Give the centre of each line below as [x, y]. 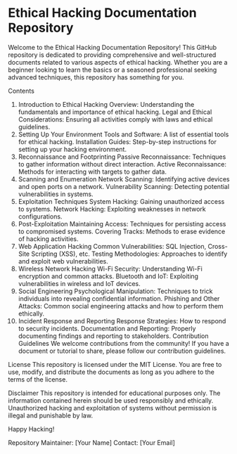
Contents [21, 91]
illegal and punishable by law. [51, 415]
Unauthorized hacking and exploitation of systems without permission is [113, 408]
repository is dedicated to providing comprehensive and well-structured [112, 55]
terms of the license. [38, 379]
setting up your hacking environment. [72, 149]
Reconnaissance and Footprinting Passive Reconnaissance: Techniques [122, 157]
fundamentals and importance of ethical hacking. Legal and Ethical [115, 112]
